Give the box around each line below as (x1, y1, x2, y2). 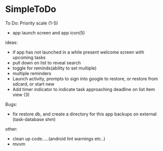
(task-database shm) (12, 116, 56, 122)
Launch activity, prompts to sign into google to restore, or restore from (12, 75, 158, 81)
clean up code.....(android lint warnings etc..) (12, 135, 105, 141)
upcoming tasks (12, 54, 46, 60)
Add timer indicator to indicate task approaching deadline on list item (12, 86, 155, 92)
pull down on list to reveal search (12, 59, 81, 65)
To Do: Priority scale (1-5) (5, 20, 58, 26)
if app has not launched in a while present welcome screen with (12, 49, 144, 55)
